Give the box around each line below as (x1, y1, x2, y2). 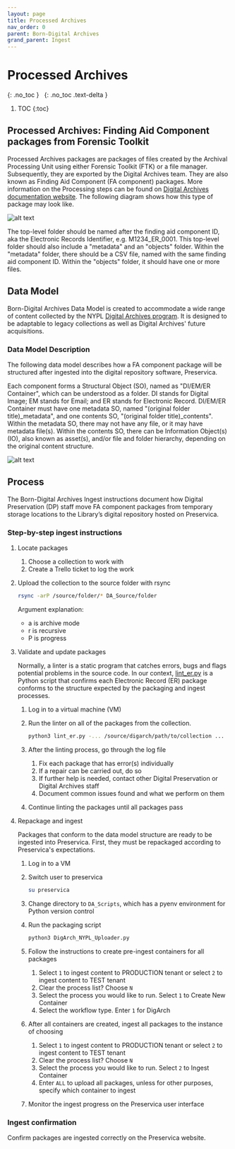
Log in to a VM (28, 859, 71, 867)
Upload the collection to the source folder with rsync (17, 578, 171, 588)
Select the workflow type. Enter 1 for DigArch (38, 1006, 171, 1014)
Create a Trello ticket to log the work (28, 565, 134, 573)
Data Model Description (7, 344, 90, 354)
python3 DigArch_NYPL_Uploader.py (28, 934, 130, 942)
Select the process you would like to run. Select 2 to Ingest (38, 1063, 210, 1072)
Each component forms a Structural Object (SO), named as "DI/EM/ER (7, 382, 211, 390)
